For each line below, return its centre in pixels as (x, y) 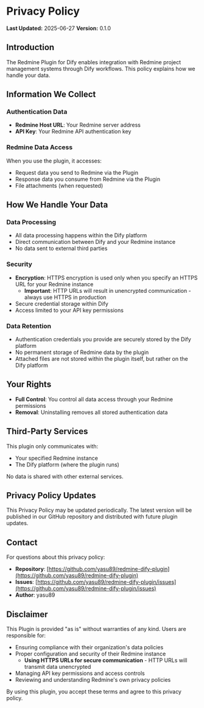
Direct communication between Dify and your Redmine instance (95, 242)
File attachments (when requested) (59, 185)
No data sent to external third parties (61, 248)
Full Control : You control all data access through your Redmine (94, 399)
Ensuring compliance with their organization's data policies (89, 647)
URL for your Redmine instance (54, 284)
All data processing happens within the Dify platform (81, 235)
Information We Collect (51, 94)
